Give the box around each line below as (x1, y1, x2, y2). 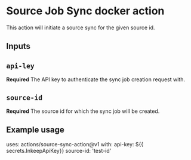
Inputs (6, 41, 31, 51)
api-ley (6, 61, 35, 70)
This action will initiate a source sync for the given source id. (6, 24, 155, 31)
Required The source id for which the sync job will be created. (6, 107, 160, 115)
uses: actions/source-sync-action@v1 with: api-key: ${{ (6, 140, 144, 147)
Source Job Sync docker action (6, 4, 165, 18)
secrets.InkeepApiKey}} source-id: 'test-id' (6, 147, 112, 154)
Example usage (6, 125, 64, 135)
